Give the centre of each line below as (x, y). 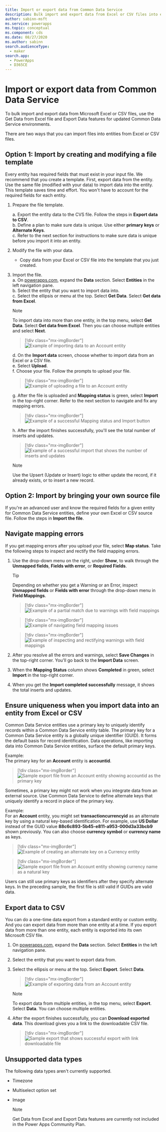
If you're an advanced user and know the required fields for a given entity (80, 507)
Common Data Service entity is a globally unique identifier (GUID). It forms (81, 736)
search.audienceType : (27, 47)
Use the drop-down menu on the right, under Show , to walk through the (85, 560)
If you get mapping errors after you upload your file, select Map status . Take (83, 545)
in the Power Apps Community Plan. (49, 1124)
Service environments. (28, 124)
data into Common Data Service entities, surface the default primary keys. (81, 746)
